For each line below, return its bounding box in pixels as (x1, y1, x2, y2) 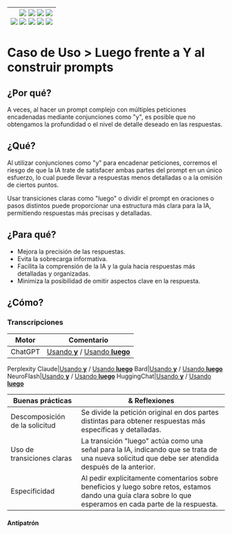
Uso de (10, 445, 35, 454)
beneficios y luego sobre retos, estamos (81, 482, 211, 492)
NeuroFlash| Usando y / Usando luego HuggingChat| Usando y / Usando (7, 372, 212, 380)
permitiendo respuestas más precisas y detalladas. (7, 208, 152, 217)
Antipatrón (7, 519, 39, 527)
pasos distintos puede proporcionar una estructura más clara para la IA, (7, 201, 212, 210)
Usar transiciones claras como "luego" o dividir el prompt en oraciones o (7, 194, 214, 202)
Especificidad (10, 486, 55, 496)
